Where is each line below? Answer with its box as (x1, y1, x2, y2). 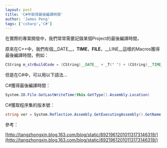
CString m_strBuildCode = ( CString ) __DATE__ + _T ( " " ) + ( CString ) (5, 62, 148, 67)
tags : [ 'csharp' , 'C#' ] (5, 21, 52, 26)
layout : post (5, 7, 32, 12)
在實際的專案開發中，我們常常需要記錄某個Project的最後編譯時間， (5, 35, 142, 41)
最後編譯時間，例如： (5, 52, 49, 58)
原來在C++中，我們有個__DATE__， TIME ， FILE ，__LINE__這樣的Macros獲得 (5, 46, 160, 52)
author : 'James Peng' (5, 16, 50, 21)
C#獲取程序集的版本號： (5, 102, 55, 108)
